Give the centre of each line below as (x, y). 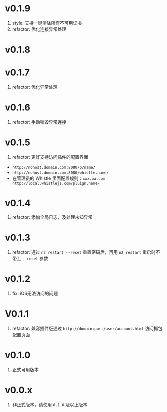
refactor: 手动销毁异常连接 (39, 122)
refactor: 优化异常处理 (35, 87)
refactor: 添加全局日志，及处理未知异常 (52, 217)
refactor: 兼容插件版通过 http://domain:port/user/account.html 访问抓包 (87, 328)
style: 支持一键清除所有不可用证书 (47, 23)
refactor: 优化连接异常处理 (39, 29)
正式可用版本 (25, 369)
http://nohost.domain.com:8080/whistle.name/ (60, 173)
